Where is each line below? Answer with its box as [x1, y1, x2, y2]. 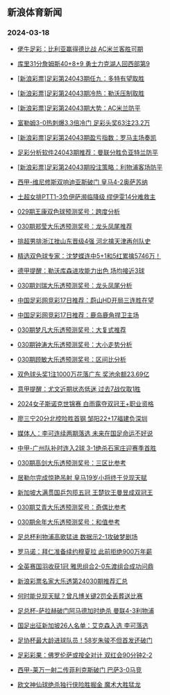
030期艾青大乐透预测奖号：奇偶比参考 [17, 503, 127, 511]
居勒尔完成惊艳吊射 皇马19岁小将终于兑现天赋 [17, 473, 148, 481]
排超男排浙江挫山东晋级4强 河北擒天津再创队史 [17, 237, 151, 245]
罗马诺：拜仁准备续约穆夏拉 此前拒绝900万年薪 [17, 547, 153, 555]
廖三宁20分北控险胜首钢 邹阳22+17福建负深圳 [17, 414, 148, 422]
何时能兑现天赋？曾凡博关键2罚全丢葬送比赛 [17, 591, 144, 600]
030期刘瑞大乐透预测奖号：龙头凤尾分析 [17, 281, 133, 289]
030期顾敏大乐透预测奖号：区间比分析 [17, 355, 127, 363]
